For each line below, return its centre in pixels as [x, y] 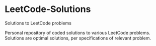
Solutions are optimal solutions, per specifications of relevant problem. [78, 38]
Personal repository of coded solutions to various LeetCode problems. [77, 32]
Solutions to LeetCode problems [38, 23]
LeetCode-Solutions [48, 9]
